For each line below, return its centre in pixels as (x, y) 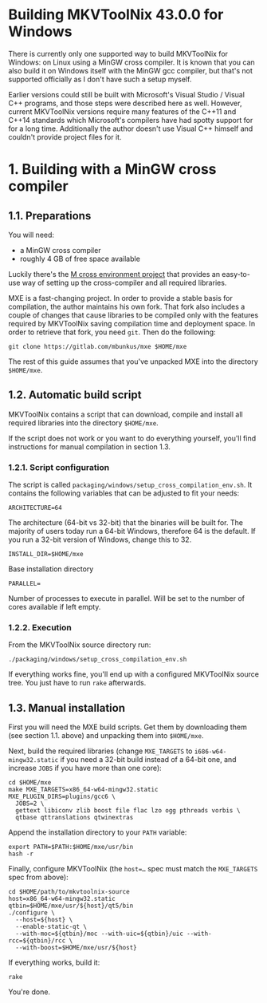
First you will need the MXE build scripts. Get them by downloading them (128, 727)
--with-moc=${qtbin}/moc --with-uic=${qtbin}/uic (99, 934)
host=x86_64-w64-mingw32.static (62, 899)
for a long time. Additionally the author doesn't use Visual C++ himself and (131, 128)
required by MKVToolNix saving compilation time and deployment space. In (132, 323)
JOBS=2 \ (30, 804)
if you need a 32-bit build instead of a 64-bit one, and (148, 760)
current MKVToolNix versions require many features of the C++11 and (122, 111)
